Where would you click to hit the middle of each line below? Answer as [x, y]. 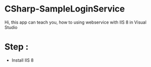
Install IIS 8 [23, 60]
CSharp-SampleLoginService [65, 9]
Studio [11, 27]
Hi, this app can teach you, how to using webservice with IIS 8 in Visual [75, 22]
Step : [16, 47]
